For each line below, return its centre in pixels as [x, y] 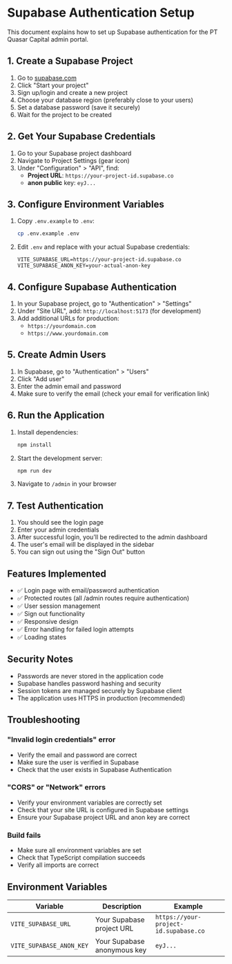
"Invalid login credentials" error [61, 739]
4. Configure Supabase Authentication [92, 287]
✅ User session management [59, 606]
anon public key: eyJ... [62, 182]
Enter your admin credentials [58, 530]
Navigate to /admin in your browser [67, 484]
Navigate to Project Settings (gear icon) [73, 160]
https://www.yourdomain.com [68, 334]
